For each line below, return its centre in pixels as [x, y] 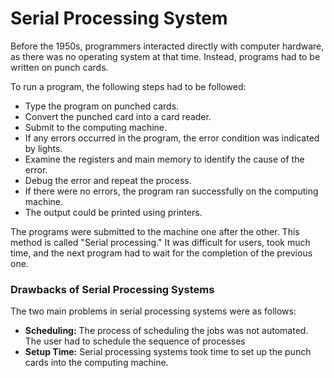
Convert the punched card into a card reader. [118, 116]
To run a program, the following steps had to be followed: [128, 86]
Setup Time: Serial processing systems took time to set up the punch [168, 352]
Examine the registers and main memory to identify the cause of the [164, 159]
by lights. [43, 148]
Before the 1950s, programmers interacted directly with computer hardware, [167, 46]
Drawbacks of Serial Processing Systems [112, 289]
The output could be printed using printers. [113, 212]
